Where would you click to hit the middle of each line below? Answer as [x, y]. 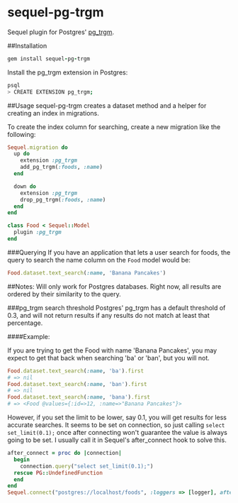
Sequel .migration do [38, 147]
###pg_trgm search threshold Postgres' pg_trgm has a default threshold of [117, 308]
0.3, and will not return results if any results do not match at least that [109, 315]
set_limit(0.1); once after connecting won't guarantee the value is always [118, 433]
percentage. [25, 323]
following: [22, 134]
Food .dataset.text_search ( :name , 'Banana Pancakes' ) [87, 273]
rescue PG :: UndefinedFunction [58, 472]
